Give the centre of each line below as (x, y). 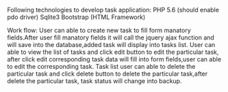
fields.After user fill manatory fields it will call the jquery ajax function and (111, 37)
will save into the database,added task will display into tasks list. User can (111, 45)
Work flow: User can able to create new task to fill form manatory (99, 30)
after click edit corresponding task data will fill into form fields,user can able (114, 59)
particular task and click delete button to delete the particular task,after (107, 74)
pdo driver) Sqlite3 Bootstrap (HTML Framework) (76, 17)
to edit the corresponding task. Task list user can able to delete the (101, 66)
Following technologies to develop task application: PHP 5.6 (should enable (113, 10)
